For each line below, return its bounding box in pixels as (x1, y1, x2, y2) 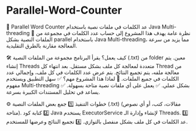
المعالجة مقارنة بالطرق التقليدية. (6, 42, 77, 49)
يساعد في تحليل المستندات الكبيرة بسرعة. (6, 88, 100, 95)
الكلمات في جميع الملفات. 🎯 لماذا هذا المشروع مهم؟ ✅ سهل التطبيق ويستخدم (6, 75, 179, 82)
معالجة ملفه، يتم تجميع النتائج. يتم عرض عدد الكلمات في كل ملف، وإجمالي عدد (6, 69, 180, 76)
